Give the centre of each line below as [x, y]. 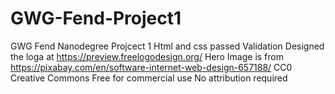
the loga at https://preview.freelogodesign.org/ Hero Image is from [147, 56]
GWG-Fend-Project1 [96, 18]
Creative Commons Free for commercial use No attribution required [149, 78]
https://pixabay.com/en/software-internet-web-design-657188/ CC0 [151, 67]
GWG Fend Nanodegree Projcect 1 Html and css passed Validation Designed [167, 46]
